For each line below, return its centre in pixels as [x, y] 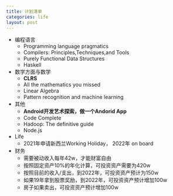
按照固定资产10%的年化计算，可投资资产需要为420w [87, 166]
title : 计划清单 [24, 11]
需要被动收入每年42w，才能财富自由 [67, 158]
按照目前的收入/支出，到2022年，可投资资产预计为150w [91, 173]
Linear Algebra [41, 91]
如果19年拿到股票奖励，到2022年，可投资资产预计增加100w [95, 180]
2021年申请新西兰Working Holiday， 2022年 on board [88, 143]
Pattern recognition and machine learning [74, 97]
